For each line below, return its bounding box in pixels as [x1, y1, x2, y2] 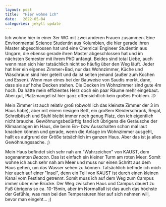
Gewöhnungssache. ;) [5, 139, 51, 145]
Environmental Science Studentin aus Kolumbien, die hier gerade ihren [5, 40, 149, 46]
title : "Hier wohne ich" [5, 12, 58, 17]
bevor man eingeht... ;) [5, 197, 52, 203]
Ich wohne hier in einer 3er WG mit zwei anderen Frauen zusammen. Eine [5, 35, 155, 41]
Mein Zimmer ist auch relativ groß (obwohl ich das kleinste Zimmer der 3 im [5, 102, 160, 108]
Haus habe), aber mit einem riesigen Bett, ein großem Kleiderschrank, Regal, [5, 108, 162, 114]
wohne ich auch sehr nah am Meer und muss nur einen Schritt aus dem [5, 159, 151, 165]
